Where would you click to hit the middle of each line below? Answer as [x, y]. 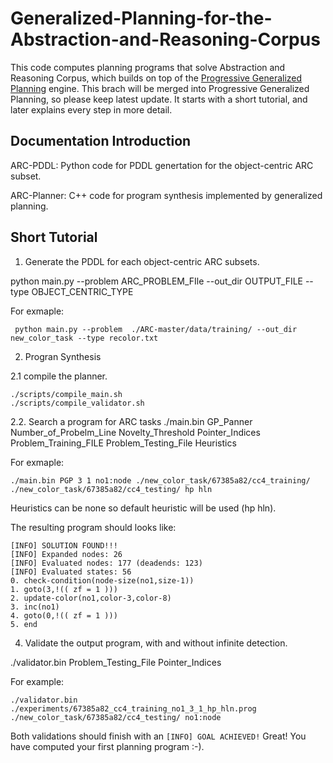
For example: [37, 681]
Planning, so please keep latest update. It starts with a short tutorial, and [159, 99]
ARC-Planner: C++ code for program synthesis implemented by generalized [166, 195]
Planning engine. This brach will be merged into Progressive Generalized [160, 88]
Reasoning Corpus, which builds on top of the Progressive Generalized [156, 78]
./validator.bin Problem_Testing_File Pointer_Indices [116, 662]
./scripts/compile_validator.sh [77, 403]
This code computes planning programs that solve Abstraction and [148, 67]
